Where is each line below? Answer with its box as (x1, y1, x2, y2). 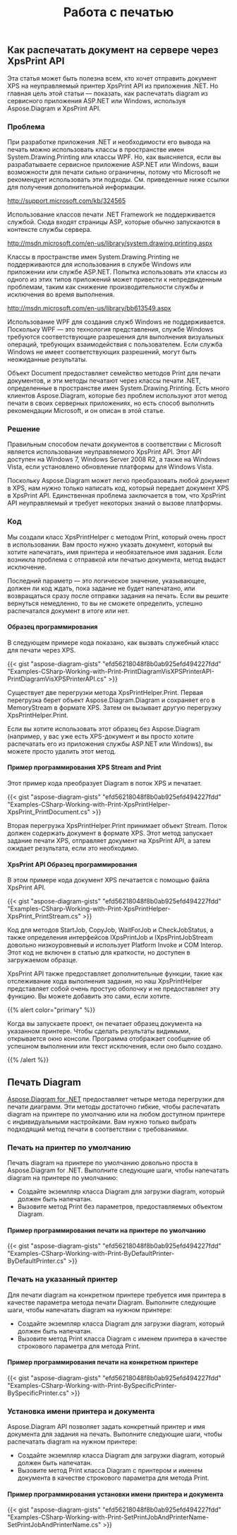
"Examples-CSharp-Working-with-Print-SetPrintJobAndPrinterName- (7, 1513, 209, 1522)
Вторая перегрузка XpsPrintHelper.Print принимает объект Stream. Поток (7, 821, 228, 829)
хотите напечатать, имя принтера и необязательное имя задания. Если (7, 547, 223, 556)
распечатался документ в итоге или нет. (7, 606, 130, 615)
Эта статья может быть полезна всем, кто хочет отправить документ (7, 74, 217, 82)
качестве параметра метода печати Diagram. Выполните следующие (7, 1298, 217, 1307)
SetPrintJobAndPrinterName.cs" (7, 1521, 102, 1529)
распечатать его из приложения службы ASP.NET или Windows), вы (7, 740, 213, 748)
